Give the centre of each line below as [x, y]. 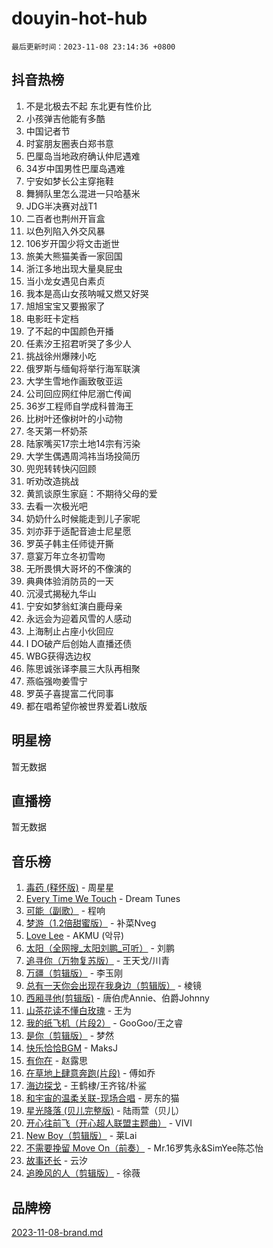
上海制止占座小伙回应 [69, 631]
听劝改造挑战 [52, 481]
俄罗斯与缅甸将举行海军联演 [83, 368]
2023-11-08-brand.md [57, 1232]
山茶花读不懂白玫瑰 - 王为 [79, 1011]
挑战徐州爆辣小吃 [61, 356]
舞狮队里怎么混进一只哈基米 [83, 193]
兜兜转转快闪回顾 [61, 468]
